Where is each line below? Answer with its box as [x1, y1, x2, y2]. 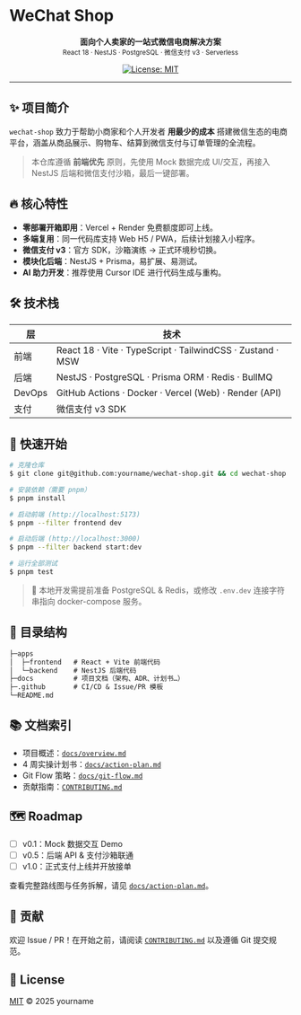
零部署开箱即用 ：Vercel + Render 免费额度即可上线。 [21, 222, 218, 233]
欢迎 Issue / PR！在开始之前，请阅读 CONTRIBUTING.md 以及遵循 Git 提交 [9, 934, 270, 945]
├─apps [9, 649, 34, 658]
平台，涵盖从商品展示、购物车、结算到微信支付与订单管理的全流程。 [9, 137, 261, 148]
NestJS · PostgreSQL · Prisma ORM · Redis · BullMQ [56, 371, 273, 384]
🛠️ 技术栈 [9, 296, 60, 311]
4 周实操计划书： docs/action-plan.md [21, 758, 161, 769]
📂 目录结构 [9, 625, 67, 640]
